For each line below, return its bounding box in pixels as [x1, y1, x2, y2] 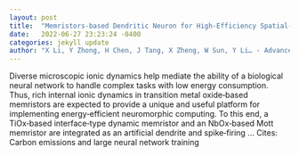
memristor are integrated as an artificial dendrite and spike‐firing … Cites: [9, 127, 279, 138]
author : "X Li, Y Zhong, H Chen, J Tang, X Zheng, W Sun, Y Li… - [9, 46, 261, 55]
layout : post [9, 12, 58, 22]
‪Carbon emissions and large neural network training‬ [9, 137, 200, 148]
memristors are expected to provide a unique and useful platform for [9, 99, 261, 110]
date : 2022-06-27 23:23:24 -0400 [9, 29, 141, 38]
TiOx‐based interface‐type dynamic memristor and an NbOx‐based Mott [9, 118, 274, 129]
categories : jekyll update [9, 37, 109, 47]
